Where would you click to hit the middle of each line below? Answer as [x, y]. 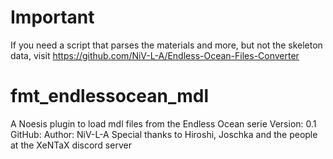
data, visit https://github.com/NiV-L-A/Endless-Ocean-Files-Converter [155, 55]
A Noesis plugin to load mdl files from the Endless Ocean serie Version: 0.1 [163, 123]
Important [52, 17]
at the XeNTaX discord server [71, 145]
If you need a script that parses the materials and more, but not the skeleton [166, 45]
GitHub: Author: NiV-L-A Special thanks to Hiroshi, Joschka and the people [164, 134]
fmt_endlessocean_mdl [110, 96]
